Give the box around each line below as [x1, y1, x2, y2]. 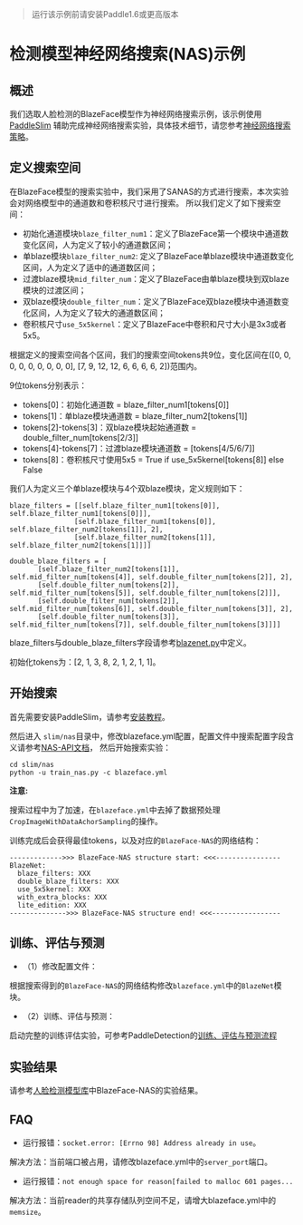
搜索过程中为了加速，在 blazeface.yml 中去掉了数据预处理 [9, 804, 222, 815]
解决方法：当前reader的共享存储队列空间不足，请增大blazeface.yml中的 [9, 1195, 277, 1206]
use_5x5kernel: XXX [17, 884, 91, 894]
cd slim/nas [9, 760, 54, 769]
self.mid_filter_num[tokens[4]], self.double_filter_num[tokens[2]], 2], [9, 572, 294, 581]
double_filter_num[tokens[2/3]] [22, 432, 138, 442]
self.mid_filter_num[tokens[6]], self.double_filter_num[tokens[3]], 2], [9, 604, 294, 613]
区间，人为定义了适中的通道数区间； [22, 262, 158, 273]
